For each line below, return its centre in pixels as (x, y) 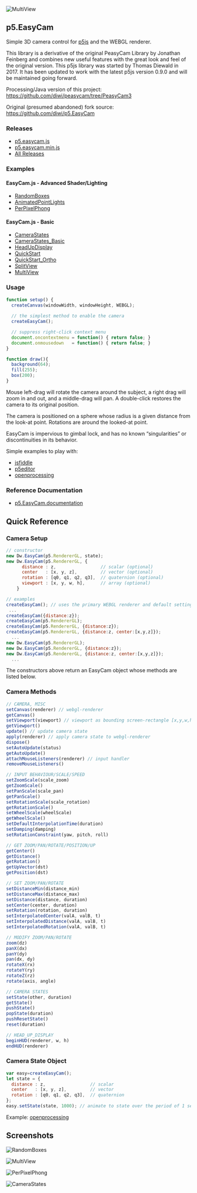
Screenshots (30, 1136)
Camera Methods (31, 692)
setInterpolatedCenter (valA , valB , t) (53, 916)
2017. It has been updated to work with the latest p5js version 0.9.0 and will (97, 72)
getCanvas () (21, 715)
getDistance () (23, 856)
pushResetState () (27, 1019)
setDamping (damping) (31, 830)
